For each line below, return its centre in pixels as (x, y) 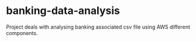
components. (22, 33)
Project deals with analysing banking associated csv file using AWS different (98, 27)
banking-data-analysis (63, 11)
